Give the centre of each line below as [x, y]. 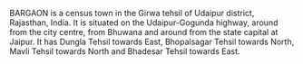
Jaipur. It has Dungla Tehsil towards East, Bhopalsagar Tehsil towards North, [152, 41]
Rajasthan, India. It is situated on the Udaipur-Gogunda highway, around [144, 23]
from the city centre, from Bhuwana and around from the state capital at [144, 32]
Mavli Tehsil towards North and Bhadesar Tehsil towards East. [125, 51]
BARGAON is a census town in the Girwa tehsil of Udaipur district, [132, 13]
